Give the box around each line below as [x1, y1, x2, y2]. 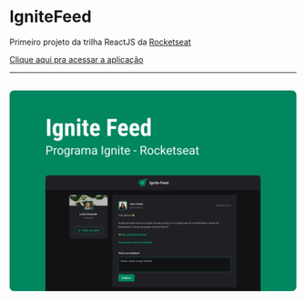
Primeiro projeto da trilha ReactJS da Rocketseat [9, 36, 191, 47]
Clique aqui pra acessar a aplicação [9, 54, 144, 65]
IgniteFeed [9, 6, 92, 27]
